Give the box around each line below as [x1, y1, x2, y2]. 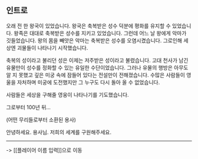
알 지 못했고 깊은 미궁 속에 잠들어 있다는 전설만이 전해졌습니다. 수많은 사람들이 [6, 71, 186, 78]
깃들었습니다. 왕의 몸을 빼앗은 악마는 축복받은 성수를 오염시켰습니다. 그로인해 [6, 37, 183, 44]
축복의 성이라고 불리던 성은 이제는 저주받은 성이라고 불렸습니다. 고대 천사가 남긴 [6, 56, 189, 63]
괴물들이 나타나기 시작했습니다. [16, 44, 88, 51]
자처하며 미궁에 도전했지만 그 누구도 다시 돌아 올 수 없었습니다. [16, 79, 160, 86]
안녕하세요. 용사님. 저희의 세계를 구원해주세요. [6, 128, 112, 136]
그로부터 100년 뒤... [6, 103, 51, 110]
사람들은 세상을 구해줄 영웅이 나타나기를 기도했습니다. [6, 91, 129, 98]
